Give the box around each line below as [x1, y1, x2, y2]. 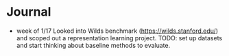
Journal [6, 4, 51, 20]
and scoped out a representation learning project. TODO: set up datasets [16, 33, 223, 42]
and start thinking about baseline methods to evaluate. [16, 41, 171, 49]
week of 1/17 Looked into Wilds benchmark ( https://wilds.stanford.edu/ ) [16, 27, 219, 35]
